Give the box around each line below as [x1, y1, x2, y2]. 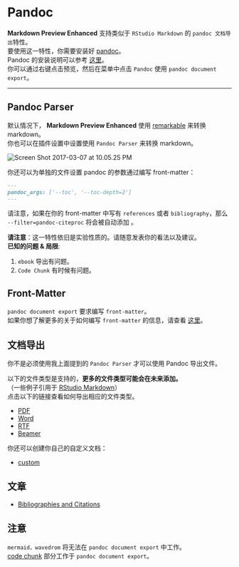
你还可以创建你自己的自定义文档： [7, 444, 107, 452]
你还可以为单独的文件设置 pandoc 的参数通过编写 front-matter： [7, 168, 196, 176]
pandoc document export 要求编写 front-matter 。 [7, 307, 151, 316]
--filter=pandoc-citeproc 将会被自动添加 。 [7, 218, 137, 227]
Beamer [17, 429, 41, 437]
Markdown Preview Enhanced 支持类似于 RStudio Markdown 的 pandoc [7, 29, 212, 37]
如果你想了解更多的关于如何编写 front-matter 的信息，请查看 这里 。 [7, 316, 207, 325]
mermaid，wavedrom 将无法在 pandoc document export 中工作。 [7, 543, 186, 551]
